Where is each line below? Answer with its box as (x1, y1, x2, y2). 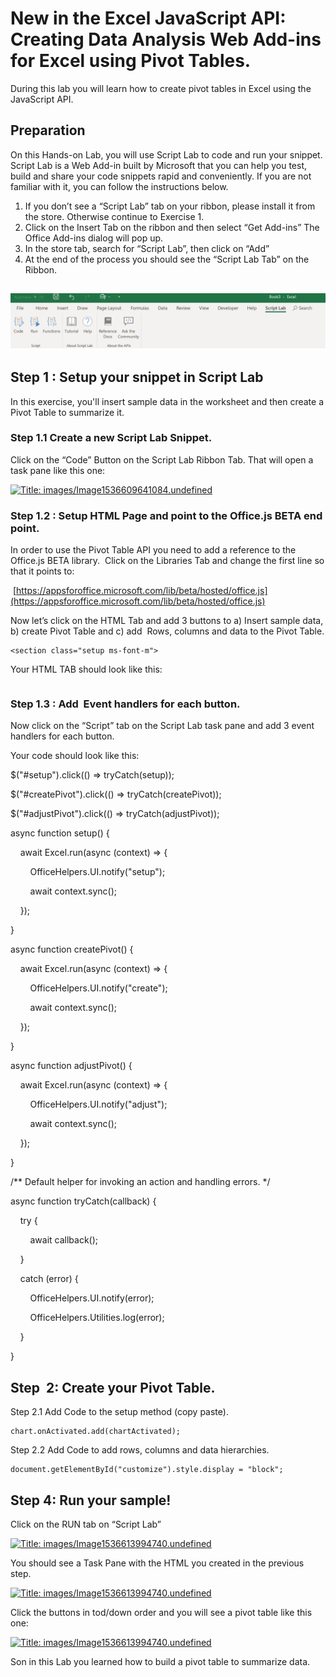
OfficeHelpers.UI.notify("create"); (29, 982, 168, 994)
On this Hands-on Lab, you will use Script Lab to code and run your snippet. (10, 148, 323, 161)
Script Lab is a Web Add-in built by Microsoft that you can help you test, (10, 159, 308, 171)
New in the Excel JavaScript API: (10, 7, 287, 30)
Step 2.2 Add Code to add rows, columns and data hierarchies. (10, 1444, 270, 1456)
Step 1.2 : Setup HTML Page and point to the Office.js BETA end (10, 508, 323, 522)
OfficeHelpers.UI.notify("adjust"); (29, 1098, 168, 1111)
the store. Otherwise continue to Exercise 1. (24, 210, 205, 222)
